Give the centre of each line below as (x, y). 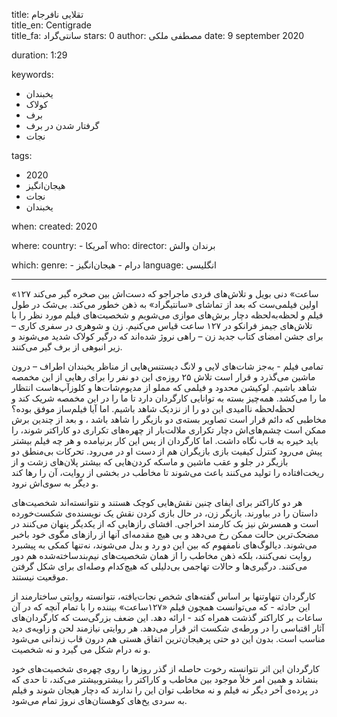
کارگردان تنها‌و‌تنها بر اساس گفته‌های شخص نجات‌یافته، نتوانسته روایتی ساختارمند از (163, 596)
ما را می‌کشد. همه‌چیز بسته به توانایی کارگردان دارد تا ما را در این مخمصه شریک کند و (169, 398)
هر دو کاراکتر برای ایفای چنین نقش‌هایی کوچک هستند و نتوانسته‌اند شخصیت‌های (157, 502)
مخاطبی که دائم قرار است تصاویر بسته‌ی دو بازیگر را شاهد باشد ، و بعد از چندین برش (169, 419)
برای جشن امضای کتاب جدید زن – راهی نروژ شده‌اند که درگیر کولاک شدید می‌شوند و (167, 336)
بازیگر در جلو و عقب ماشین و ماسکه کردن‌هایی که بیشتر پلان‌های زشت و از (150, 462)
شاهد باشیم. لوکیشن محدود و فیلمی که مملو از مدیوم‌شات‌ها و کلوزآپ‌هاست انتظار (164, 387)
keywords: (32, 74)
